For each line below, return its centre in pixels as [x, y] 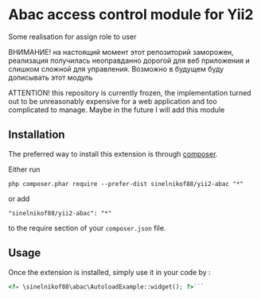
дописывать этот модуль [51, 77]
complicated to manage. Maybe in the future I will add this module [117, 110]
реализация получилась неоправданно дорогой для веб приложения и [129, 60]
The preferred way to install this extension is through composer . [113, 153]
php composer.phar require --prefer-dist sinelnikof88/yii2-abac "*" [126, 184]
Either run [24, 169]
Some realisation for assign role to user [72, 37]
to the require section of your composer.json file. [87, 227]
